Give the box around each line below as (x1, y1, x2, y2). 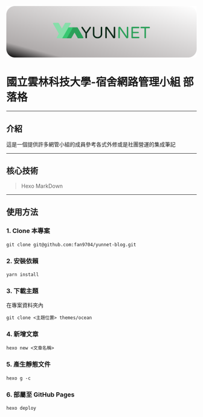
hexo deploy (6, 406, 36, 412)
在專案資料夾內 (6, 301, 43, 309)
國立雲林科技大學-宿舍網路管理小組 (6, 75, 181, 89)
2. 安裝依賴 (6, 257, 39, 265)
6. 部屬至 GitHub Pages (6, 390, 75, 399)
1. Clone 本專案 (6, 227, 50, 235)
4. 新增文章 (6, 330, 39, 338)
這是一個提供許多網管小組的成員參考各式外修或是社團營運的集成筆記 (6, 141, 176, 148)
